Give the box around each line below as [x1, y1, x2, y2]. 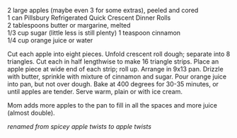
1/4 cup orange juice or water [7, 36, 93, 45]
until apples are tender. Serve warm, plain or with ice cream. [7, 88, 183, 96]
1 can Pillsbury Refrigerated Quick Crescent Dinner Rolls [7, 13, 171, 22]
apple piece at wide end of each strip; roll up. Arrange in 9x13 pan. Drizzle [7, 65, 224, 73]
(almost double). [7, 109, 55, 117]
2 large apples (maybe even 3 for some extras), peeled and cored [7, 6, 199, 14]
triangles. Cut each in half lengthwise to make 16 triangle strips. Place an [7, 57, 219, 66]
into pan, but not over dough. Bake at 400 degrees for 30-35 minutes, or [7, 80, 219, 88]
